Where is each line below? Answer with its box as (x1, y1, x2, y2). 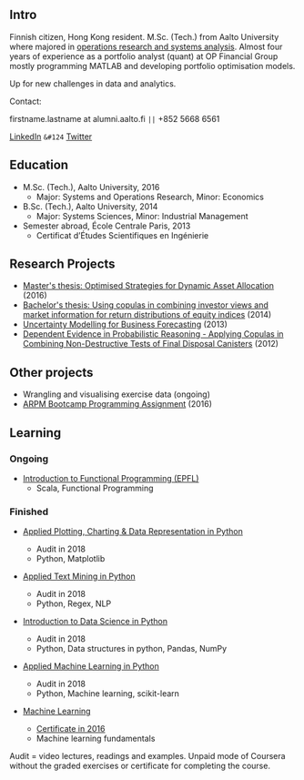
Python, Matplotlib (35, 553, 106, 564)
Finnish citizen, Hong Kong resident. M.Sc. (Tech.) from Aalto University (9, 31, 279, 42)
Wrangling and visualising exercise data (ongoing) (22, 389, 211, 400)
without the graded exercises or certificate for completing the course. (9, 760, 271, 772)
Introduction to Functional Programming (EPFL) (22, 472, 199, 483)
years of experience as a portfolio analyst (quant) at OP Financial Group (9, 50, 279, 62)
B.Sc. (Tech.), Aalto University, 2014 (22, 200, 158, 212)
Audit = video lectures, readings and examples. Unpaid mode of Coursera (9, 751, 286, 762)
